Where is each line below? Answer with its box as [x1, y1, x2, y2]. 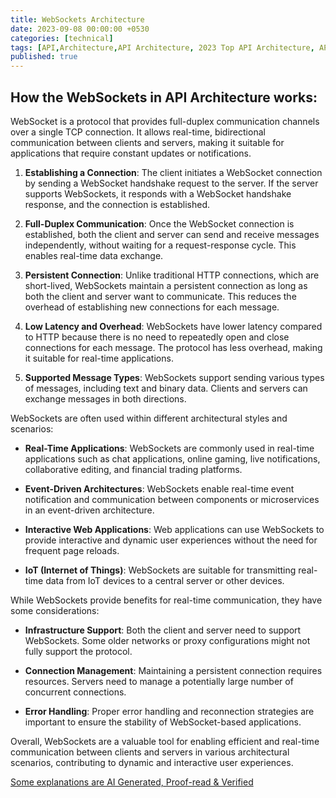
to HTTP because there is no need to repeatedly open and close [24, 331, 290, 343]
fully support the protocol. [24, 645, 133, 657]
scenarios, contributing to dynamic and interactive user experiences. [10, 756, 294, 768]
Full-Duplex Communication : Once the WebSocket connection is [24, 217, 295, 230]
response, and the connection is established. [24, 198, 210, 210]
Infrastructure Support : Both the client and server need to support [24, 624, 302, 636]
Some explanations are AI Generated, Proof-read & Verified [10, 776, 254, 788]
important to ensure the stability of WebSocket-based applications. [24, 716, 302, 728]
